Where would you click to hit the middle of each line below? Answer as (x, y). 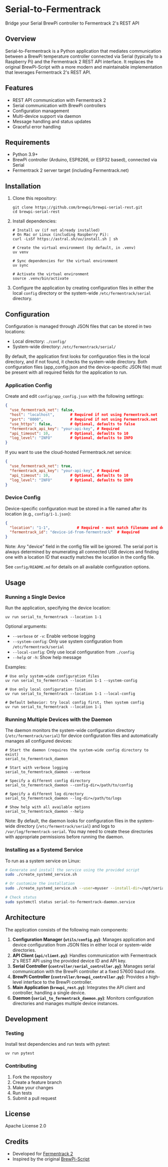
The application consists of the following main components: (67, 929)
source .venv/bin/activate (40, 279)
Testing (14, 1033)
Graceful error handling (36, 127)
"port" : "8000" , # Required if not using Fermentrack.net (83, 419)
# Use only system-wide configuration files (52, 676)
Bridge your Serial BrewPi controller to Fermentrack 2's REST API (72, 23)
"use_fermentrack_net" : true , (41, 466)
